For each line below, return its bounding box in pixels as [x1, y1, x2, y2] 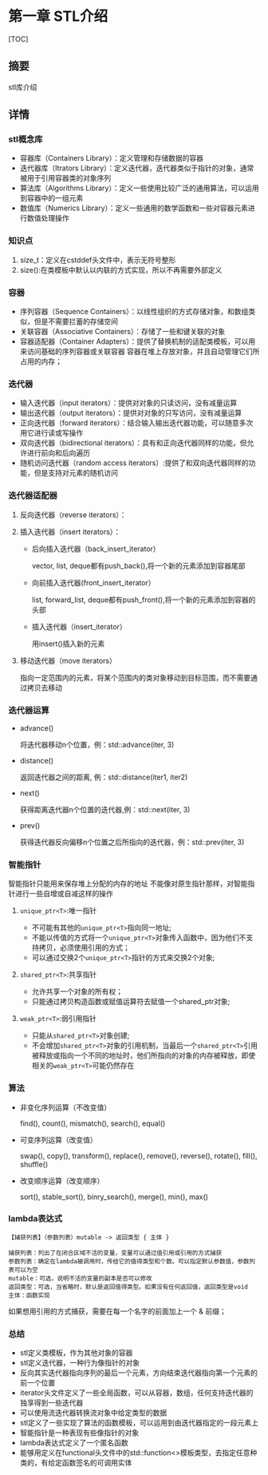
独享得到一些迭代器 [19, 1398, 84, 1408]
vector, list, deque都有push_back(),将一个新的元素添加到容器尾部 [31, 560, 246, 570]
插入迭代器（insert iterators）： [19, 527, 121, 536]
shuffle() [19, 1159, 49, 1169]
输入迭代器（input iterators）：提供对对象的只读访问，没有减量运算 [19, 398, 238, 408]
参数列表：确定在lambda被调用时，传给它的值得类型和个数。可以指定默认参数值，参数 [8, 1257, 250, 1266]
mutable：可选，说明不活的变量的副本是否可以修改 [8, 1274, 152, 1282]
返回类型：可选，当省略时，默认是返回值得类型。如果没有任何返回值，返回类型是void [8, 1282, 249, 1291]
